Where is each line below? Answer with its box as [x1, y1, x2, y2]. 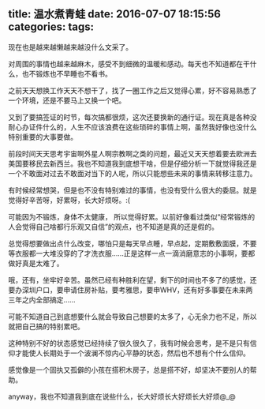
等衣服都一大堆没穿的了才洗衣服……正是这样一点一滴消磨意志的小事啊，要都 [8, 248, 256, 258]
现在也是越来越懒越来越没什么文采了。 [8, 42, 132, 51]
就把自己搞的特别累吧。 [8, 321, 84, 331]
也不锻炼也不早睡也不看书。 [21, 69, 112, 78]
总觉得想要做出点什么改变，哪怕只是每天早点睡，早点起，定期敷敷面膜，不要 [8, 238, 257, 248]
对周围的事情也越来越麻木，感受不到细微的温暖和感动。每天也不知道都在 [8, 58, 243, 69]
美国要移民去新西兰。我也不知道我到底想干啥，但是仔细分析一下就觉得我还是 [8, 159, 257, 168]
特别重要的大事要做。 [8, 132, 77, 141]
